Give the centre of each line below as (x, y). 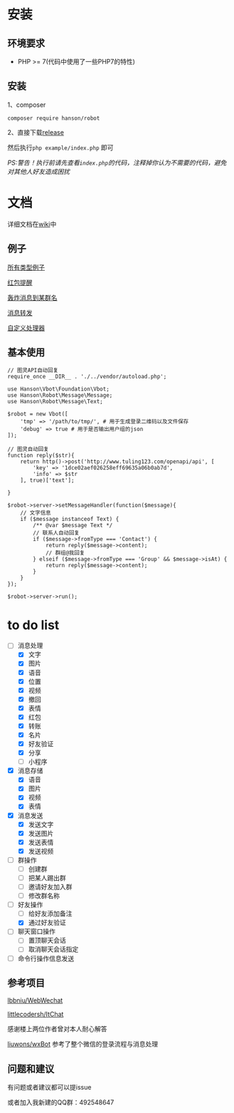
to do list (33, 625)
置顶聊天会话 (47, 941)
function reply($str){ (41, 456)
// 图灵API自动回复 (33, 371)
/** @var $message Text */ (73, 526)
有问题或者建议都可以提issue (49, 1087)
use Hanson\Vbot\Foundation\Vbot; (59, 389)
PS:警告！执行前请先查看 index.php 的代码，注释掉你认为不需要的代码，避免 (117, 162)
